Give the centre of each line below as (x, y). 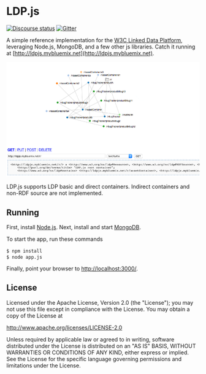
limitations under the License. (44, 365)
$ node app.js (25, 258)
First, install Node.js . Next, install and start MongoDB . (74, 227)
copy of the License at (35, 315)
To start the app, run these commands (55, 239)
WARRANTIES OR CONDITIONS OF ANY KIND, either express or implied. (97, 352)
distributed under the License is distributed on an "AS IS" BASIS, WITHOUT (101, 346)
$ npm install (25, 251)
